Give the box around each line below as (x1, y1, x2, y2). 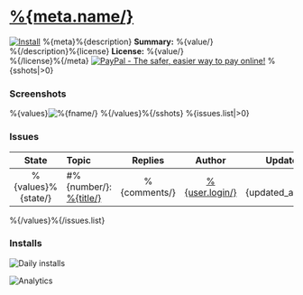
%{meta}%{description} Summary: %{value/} (41, 36, 214, 47)
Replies (132, 153, 165, 166)
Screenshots (9, 88, 67, 100)
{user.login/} (184, 186, 237, 198)
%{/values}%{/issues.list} (9, 215, 106, 226)
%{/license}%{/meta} (9, 55, 89, 66)
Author (195, 153, 226, 166)
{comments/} (120, 186, 176, 198)
